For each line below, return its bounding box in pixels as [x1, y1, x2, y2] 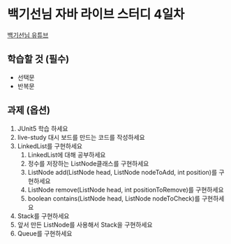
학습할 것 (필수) [7, 53, 70, 65]
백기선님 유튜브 [7, 31, 49, 39]
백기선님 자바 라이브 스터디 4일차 [7, 6, 185, 22]
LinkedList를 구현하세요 [17, 141, 82, 150]
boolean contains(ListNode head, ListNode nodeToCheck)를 [27, 194, 200, 203]
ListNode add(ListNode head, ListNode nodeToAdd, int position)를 [27, 168, 218, 176]
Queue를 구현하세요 [17, 229, 73, 238]
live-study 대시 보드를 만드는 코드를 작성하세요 [17, 133, 145, 141]
